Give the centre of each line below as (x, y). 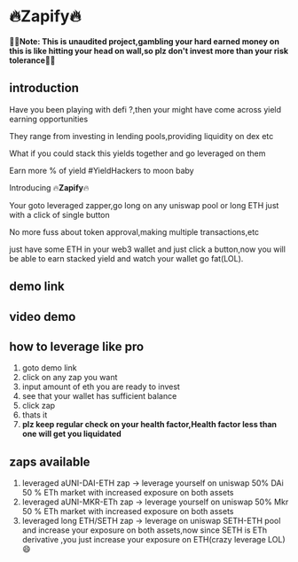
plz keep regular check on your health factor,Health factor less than (149, 425)
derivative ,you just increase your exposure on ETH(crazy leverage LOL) (153, 540)
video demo (43, 316)
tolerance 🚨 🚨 (32, 60)
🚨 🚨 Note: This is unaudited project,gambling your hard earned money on (144, 41)
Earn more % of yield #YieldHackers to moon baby (102, 170)
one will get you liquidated (71, 434)
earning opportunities (49, 119)
